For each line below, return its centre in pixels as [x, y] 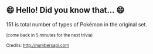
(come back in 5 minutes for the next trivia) [49, 35]
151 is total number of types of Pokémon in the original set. [77, 24]
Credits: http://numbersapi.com [38, 45]
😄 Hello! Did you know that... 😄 [65, 10]
